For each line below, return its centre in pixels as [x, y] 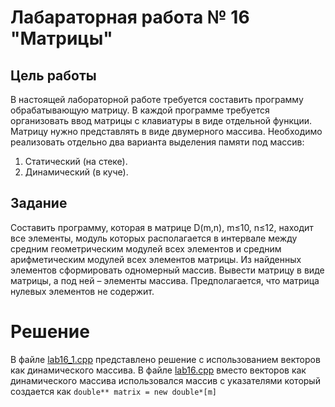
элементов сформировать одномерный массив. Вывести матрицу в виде [167, 270]
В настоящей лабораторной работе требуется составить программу [157, 99]
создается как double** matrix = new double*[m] [113, 391]
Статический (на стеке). [76, 161]
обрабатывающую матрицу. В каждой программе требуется [140, 110]
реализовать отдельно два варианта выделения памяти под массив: [157, 142]
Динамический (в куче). [76, 172]
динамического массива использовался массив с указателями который [165, 380]
